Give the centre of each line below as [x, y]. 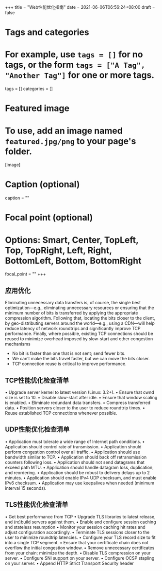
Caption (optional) [42, 184]
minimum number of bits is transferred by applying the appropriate [72, 313]
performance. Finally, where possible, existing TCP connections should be [79, 334]
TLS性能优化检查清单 [37, 505]
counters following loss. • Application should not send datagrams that [75, 462]
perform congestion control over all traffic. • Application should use [73, 452]
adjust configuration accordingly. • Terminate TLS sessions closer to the [77, 532]
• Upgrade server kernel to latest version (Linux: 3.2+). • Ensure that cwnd [80, 392]
